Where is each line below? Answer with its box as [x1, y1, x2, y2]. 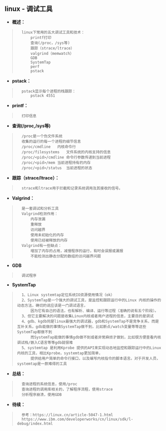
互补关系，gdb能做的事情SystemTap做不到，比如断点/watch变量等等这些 [16, 324, 147, 329]
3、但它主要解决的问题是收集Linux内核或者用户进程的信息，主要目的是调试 [21, 313, 154, 318]
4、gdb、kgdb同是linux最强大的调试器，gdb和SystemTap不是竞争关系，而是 [21, 319, 159, 324]
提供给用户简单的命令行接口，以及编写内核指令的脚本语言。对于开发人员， [30, 356, 161, 361]
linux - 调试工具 [4, 4, 53, 13]
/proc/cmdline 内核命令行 [21, 144, 76, 149]
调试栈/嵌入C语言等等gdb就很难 [16, 340, 73, 345]
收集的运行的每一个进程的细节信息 [21, 139, 81, 144]
